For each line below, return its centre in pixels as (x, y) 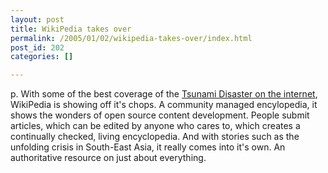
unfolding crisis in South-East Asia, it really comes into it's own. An (148, 147)
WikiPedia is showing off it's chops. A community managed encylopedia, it (164, 105)
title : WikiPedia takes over (71, 29)
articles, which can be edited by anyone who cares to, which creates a (155, 126)
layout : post (37, 19)
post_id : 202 (37, 47)
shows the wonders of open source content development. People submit (160, 115)
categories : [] (42, 57)
